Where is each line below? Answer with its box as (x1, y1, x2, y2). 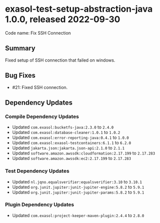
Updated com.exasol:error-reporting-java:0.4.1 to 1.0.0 (12, 134, 129, 140)
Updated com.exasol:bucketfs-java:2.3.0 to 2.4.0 (12, 124, 114, 130)
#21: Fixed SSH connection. (12, 84, 68, 90)
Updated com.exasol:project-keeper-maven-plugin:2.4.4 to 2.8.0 (12, 212, 144, 218)
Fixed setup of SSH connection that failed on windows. (5, 57, 116, 63)
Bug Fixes (5, 71, 36, 80)
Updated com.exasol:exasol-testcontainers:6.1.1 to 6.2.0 (12, 140, 131, 146)
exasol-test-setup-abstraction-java (5, 3, 153, 15)
